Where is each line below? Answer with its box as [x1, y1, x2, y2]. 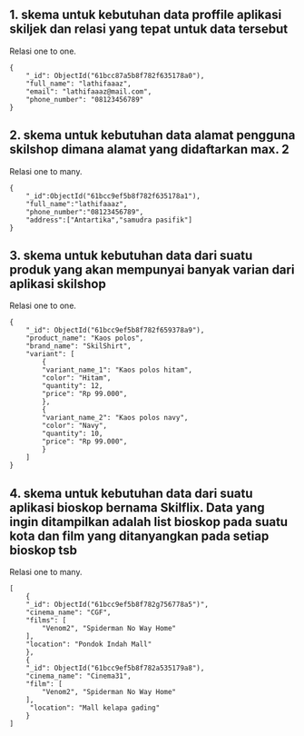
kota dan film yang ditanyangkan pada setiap [9, 528, 270, 543]
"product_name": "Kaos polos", [25, 333, 144, 343]
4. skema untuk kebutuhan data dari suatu [9, 485, 253, 501]
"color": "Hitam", [42, 373, 112, 383]
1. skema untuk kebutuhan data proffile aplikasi [9, 7, 282, 23]
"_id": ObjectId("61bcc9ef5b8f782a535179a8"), [25, 663, 205, 673]
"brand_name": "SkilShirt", [25, 342, 132, 351]
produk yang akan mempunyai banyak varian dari [9, 263, 295, 278]
